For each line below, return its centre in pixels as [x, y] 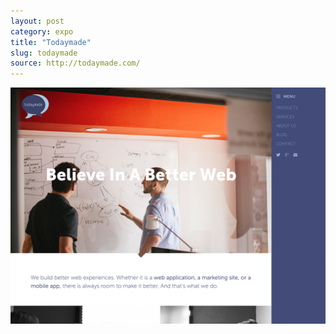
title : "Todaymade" [51, 42]
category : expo [42, 31]
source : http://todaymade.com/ [75, 63]
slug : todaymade [44, 53]
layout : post [37, 21]
